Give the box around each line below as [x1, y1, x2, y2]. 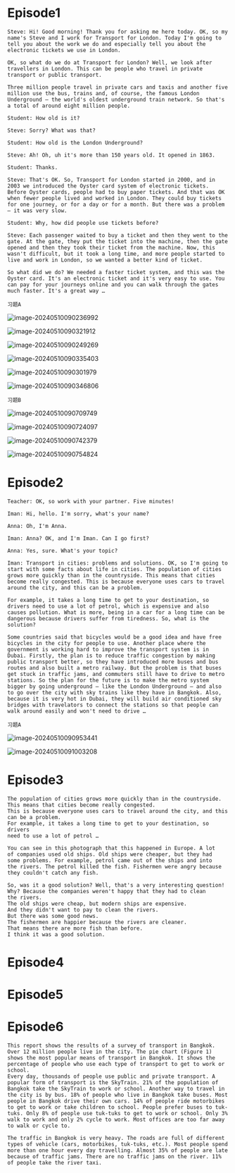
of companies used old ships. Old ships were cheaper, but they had [7, 851, 212, 858]
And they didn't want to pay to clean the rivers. [7, 906, 159, 914]
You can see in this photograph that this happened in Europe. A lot [7, 845, 216, 852]
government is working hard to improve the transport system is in [7, 646, 210, 653]
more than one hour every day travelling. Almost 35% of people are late [7, 1147, 229, 1154]
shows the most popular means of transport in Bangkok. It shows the [7, 1055, 216, 1062]
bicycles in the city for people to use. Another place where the [7, 639, 206, 646]
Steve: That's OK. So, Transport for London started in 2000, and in [7, 176, 216, 183]
